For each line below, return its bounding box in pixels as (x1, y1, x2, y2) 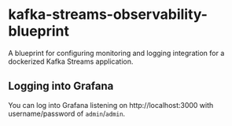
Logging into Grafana (8, 80, 114, 93)
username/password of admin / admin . (8, 109, 126, 118)
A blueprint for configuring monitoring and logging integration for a (8, 48, 225, 57)
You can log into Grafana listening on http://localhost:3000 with (8, 100, 214, 109)
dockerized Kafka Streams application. (8, 57, 134, 66)
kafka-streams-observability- (8, 6, 208, 24)
